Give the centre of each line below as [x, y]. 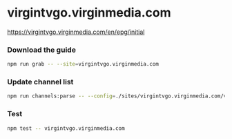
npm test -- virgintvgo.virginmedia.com [66, 128]
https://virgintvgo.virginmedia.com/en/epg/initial [76, 32]
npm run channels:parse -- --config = [61, 96]
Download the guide [41, 50]
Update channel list [40, 82]
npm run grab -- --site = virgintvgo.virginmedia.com [83, 64]
